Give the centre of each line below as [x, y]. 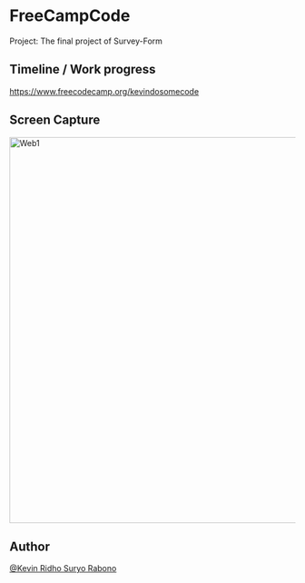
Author [30, 546]
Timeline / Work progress [83, 69]
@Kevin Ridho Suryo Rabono [63, 568]
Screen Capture [55, 120]
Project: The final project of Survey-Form [86, 41]
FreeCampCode [70, 16]
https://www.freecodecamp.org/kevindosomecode [104, 91]
